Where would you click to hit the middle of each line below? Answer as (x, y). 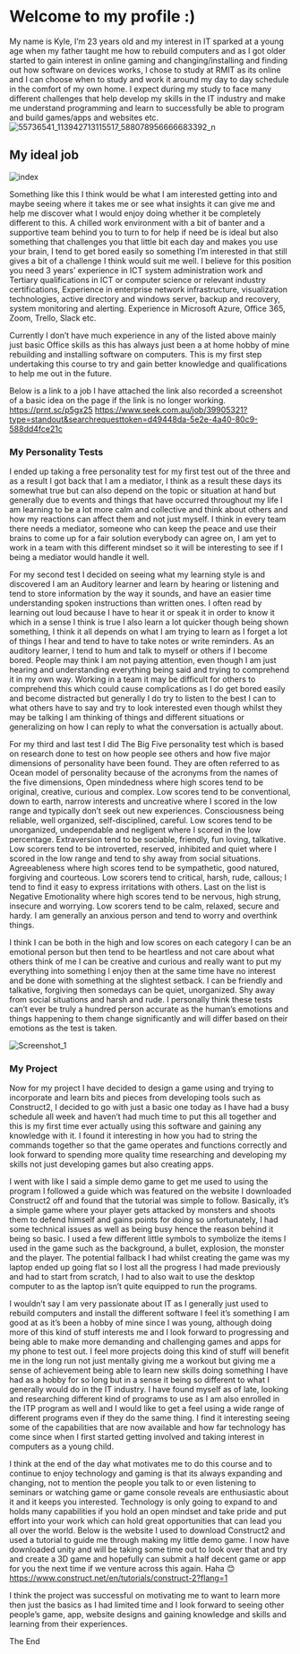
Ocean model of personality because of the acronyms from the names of (144, 773)
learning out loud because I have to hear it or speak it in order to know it (142, 613)
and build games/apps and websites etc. (84, 117)
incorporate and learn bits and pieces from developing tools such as (135, 1098)
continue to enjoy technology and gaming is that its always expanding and (146, 1473)
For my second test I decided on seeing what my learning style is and (137, 574)
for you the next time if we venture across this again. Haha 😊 (122, 1569)
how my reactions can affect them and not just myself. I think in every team (148, 519)
